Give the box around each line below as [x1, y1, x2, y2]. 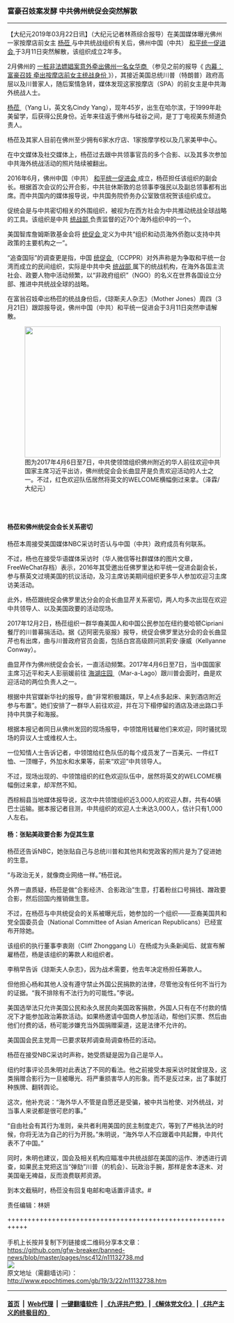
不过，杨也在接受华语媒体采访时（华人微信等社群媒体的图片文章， [7, 554, 196, 563]
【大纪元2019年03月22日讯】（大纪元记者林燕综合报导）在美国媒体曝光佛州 [7, 30, 223, 38]
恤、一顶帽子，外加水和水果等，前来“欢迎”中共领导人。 [7, 757, 166, 765]
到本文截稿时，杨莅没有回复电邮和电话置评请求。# [7, 1186, 152, 1194]
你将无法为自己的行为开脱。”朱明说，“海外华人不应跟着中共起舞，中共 [19, 1130, 217, 1138]
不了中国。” [13, 1138, 44, 1147]
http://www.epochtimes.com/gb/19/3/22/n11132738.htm [7, 1276, 167, 1285]
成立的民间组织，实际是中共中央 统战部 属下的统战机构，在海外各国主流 [19, 262, 224, 270]
